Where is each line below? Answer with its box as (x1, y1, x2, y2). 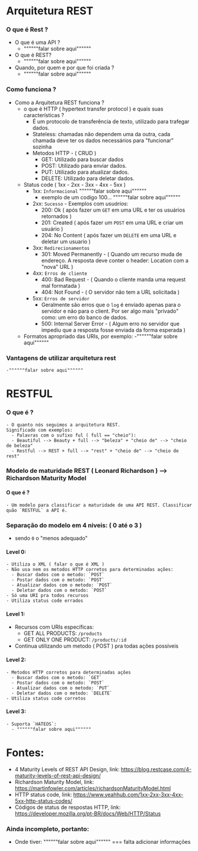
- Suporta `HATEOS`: (6, 721, 58, 727)
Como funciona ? (6, 85, 56, 93)
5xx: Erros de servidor (32, 294, 90, 302)
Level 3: (6, 708, 27, 715)
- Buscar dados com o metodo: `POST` (11, 572, 105, 578)
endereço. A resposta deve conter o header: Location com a (41, 257, 189, 264)
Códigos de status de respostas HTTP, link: (14, 803, 121, 811)
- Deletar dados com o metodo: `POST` (11, 588, 108, 593)
